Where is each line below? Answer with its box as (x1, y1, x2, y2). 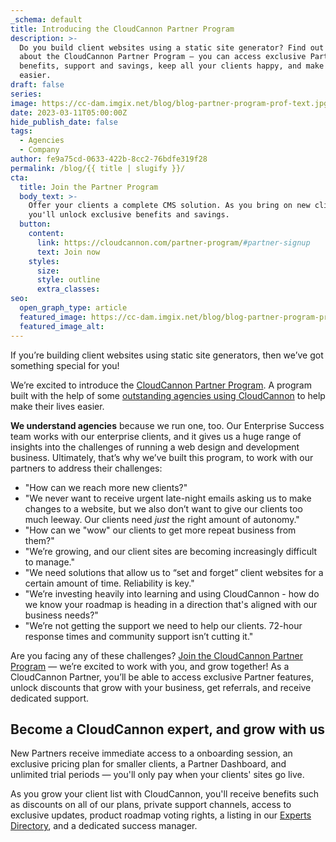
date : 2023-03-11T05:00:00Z (10, 107, 128, 118)
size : (36, 266, 60, 276)
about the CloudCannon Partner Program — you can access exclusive (19, 52, 307, 62)
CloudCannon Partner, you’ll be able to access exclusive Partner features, (10, 671, 314, 683)
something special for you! (10, 359, 120, 371)
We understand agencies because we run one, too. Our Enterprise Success (10, 419, 325, 431)
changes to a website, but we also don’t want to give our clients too (24, 502, 303, 515)
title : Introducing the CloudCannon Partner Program (10, 24, 235, 34)
